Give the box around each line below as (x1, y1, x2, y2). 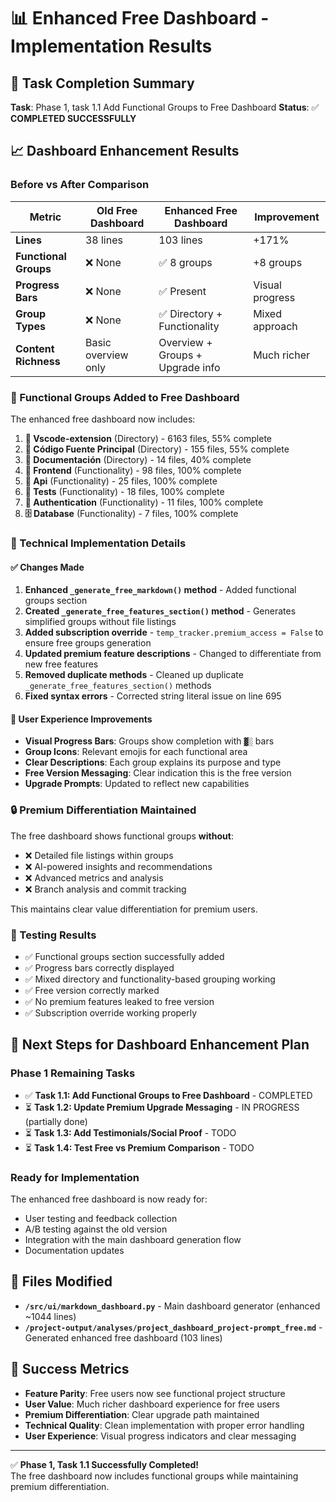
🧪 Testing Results (10, 928, 97, 942)
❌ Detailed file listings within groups (24, 849, 174, 861)
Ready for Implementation (10, 1170, 140, 1184)
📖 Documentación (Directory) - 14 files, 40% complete (24, 453, 252, 465)
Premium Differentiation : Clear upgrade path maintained (24, 1408, 260, 1420)
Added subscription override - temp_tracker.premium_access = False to (24, 626, 324, 639)
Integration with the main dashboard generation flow (24, 1233, 242, 1245)
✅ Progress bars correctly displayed (24, 961, 175, 974)
